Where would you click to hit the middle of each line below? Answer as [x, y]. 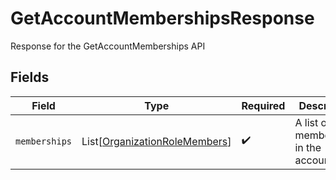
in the [308, 147]
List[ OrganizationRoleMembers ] [156, 141]
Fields [30, 77]
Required [263, 105]
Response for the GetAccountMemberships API [108, 46]
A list [306, 122]
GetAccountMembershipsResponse [162, 18]
